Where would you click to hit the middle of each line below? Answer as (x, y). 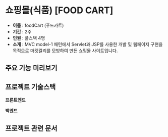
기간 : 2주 (22, 31)
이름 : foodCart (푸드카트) (38, 25)
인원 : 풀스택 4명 (29, 38)
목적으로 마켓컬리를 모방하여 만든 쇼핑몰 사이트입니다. (65, 51)
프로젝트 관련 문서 (31, 128)
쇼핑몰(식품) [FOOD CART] (59, 10)
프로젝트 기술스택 (31, 87)
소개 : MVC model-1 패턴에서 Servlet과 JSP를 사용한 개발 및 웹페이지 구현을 (88, 44)
